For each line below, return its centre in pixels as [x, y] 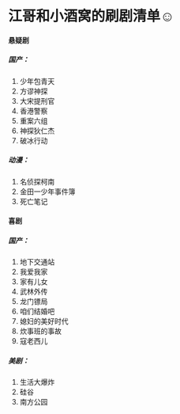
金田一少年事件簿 [47, 192]
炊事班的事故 [40, 331]
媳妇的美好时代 [44, 321]
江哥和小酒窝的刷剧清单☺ [92, 16]
